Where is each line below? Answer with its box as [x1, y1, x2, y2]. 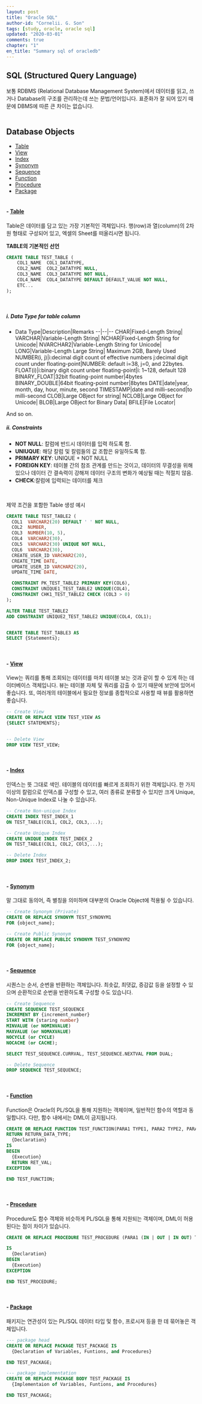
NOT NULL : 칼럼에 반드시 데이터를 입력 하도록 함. [14, 440, 132, 447]
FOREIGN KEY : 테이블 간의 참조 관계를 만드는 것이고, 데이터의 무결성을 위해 [14, 461, 194, 468]
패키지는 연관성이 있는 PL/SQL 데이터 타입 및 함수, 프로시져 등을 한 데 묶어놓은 [6, 1317, 190, 1325]
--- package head [6, 1337, 50, 1343]
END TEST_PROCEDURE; [6, 1278, 58, 1284]
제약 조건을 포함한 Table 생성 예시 [6, 501, 86, 508]
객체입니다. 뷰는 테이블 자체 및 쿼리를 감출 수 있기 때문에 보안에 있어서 [32, 681, 195, 689]
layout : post [6, 8, 39, 15]
